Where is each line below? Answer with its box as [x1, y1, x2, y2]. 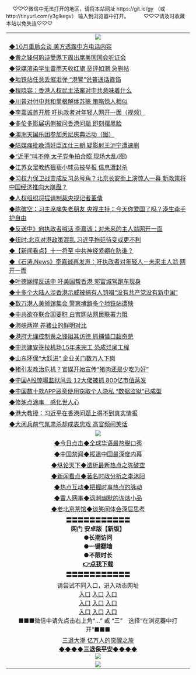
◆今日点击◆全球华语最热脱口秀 [54, 439, 142, 447]
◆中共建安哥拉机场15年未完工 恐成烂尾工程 [9, 343, 129, 351]
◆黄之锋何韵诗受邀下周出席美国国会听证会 [9, 53, 127, 61]
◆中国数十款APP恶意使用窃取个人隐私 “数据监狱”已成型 [9, 387, 162, 395]
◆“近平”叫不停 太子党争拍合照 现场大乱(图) [9, 152, 128, 160]
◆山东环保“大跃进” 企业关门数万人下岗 [9, 354, 116, 362]
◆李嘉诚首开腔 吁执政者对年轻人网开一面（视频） [9, 108, 146, 117]
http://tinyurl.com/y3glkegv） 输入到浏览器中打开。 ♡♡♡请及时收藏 [6, 13, 185, 19]
